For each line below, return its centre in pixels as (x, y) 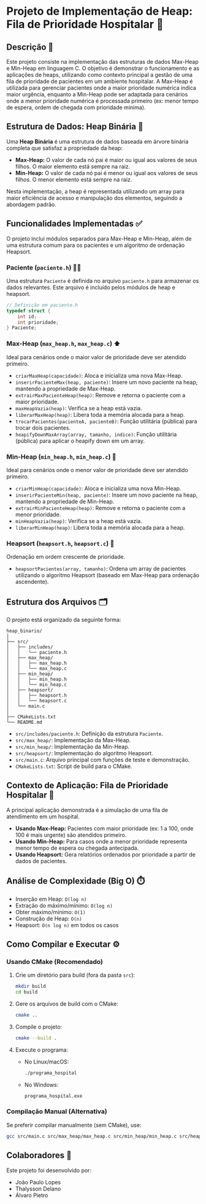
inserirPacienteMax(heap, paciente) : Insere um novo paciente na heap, (106, 382)
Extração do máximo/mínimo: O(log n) (64, 905)
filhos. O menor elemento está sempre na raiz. (74, 179)
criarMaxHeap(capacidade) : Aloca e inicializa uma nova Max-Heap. (99, 375)
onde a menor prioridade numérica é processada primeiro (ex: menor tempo (103, 101)
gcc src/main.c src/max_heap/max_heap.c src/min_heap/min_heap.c (91, 1136)
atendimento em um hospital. (43, 816)
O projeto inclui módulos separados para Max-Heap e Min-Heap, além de (99, 238)
